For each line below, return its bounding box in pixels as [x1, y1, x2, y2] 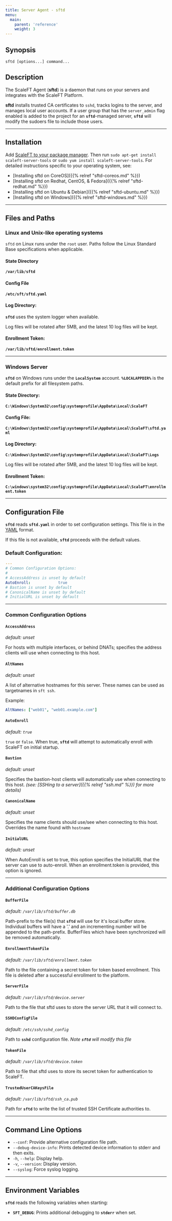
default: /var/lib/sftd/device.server [5, 994, 85, 1000]
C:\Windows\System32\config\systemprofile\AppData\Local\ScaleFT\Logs [5, 452, 159, 458]
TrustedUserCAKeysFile [5, 1085, 54, 1090]
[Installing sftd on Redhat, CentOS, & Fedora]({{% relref [12, 178, 130, 184]
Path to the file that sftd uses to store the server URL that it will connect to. [5, 1004, 163, 1010]
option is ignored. [5, 867, 42, 874]
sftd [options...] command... [5, 59, 70, 64]
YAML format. [5, 526, 35, 533]
